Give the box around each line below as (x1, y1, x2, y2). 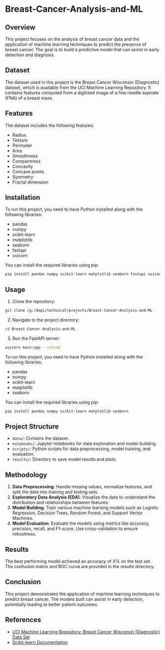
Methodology (5, 470, 48, 479)
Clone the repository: (12, 298, 55, 304)
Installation (5, 193, 40, 202)
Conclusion (5, 578, 41, 586)
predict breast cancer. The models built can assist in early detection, (5, 596, 144, 602)
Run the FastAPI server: (12, 335, 60, 341)
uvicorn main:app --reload (5, 345, 60, 350)
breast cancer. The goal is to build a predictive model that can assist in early (5, 47, 160, 52)
